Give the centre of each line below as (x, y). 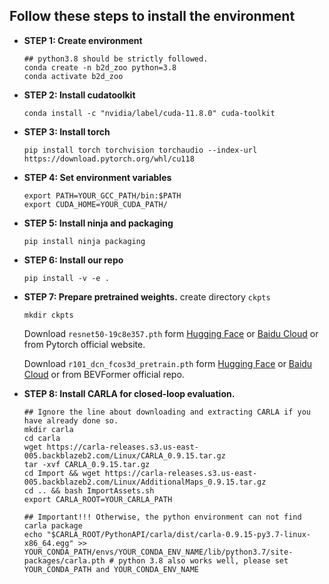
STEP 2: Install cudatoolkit (79, 95)
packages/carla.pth (64, 560)
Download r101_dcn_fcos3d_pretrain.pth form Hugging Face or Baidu (168, 363)
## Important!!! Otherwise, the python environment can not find (162, 517)
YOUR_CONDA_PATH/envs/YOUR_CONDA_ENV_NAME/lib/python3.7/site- (158, 552)
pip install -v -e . (66, 278)
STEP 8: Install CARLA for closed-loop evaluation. (129, 393)
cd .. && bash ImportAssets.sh (89, 490)
